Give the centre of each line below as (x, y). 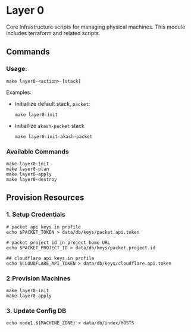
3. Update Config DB (36, 311)
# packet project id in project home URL (58, 242)
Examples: (19, 92)
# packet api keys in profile (44, 227)
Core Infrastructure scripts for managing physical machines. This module (96, 27)
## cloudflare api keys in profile (50, 258)
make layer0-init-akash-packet (54, 137)
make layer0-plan (28, 169)
